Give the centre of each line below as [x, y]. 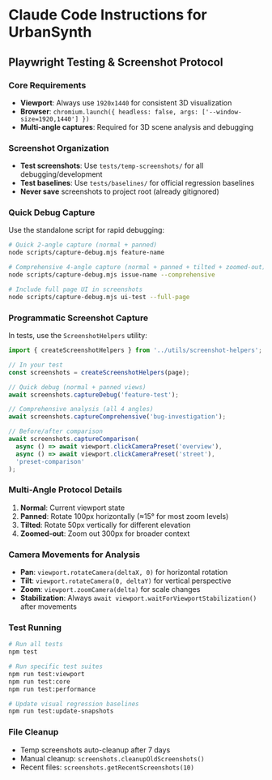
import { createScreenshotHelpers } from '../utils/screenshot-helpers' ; [136, 350]
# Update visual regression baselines [74, 704]
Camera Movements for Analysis [74, 555]
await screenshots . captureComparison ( [74, 439]
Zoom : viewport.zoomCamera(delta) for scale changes [110, 589]
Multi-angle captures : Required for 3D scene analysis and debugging [136, 126]
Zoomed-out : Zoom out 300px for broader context [105, 534]
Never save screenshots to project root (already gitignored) [120, 191]
